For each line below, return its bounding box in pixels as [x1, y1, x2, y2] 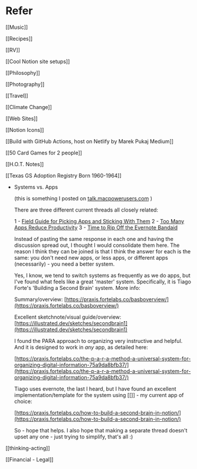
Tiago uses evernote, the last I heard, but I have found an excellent [14, 385, 176, 392]
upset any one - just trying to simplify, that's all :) [14, 433, 133, 440]
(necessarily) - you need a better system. [14, 260, 115, 267]
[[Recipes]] [5, 35, 33, 42]
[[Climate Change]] [5, 103, 52, 110]
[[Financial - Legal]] [5, 455, 54, 463]
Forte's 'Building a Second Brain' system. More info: [14, 284, 141, 291]
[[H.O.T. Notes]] [5, 160, 44, 167]
